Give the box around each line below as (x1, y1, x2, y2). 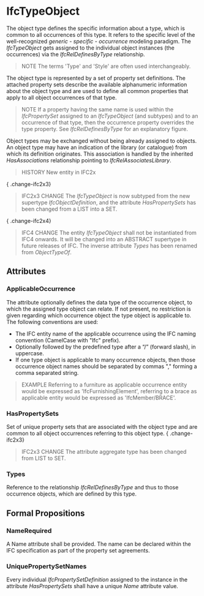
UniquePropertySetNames (6, 562, 87, 570)
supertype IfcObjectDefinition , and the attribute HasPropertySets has (21, 198, 196, 206)
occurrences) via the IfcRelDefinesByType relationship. (6, 50, 145, 58)
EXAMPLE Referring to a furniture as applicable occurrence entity (21, 381, 187, 388)
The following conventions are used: (6, 318, 99, 325)
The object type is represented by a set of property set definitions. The (6, 74, 186, 81)
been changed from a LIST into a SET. (21, 205, 118, 213)
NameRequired (6, 526, 52, 535)
